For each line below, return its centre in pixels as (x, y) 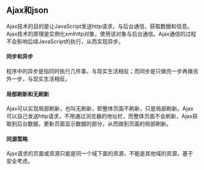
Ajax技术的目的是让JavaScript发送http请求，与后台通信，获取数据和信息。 (100, 26)
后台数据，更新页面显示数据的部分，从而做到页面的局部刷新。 (94, 124)
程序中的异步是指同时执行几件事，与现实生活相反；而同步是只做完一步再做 (100, 71)
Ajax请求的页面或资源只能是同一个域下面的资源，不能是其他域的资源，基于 (100, 154)
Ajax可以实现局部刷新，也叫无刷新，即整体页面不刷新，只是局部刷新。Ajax (100, 108)
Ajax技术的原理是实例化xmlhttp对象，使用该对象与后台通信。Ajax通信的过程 (101, 34)
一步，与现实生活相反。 (41, 79)
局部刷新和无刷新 (28, 94)
